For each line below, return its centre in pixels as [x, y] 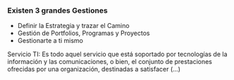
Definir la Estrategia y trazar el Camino [73, 26]
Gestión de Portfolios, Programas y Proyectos [84, 33]
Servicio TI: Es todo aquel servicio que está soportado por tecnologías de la [117, 54]
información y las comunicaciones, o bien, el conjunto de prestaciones [110, 62]
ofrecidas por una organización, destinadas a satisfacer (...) [94, 69]
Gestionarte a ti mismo [50, 41]
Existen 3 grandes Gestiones [57, 11]
